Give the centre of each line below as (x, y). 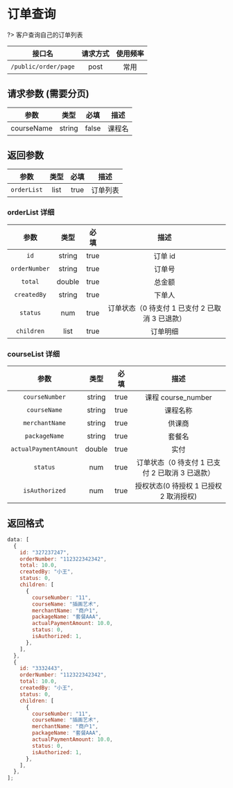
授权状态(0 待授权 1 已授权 (178, 486)
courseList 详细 (34, 354)
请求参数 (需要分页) (48, 94)
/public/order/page (43, 66)
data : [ (18, 539)
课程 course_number (179, 397)
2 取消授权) (179, 497)
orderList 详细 (31, 212)
